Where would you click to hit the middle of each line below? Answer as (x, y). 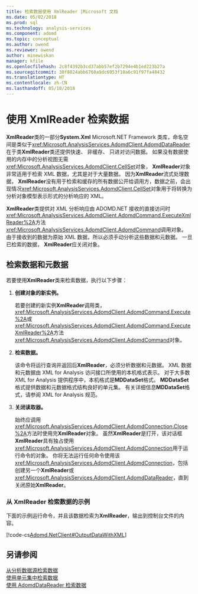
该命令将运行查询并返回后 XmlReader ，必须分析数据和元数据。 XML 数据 (103, 365)
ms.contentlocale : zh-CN (37, 83)
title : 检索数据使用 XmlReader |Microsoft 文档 (62, 12)
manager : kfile (25, 61)
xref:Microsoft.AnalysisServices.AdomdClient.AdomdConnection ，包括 (101, 463)
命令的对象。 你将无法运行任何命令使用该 (70, 455)
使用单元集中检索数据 (32, 577)
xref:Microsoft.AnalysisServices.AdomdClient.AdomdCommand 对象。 (100, 340)
